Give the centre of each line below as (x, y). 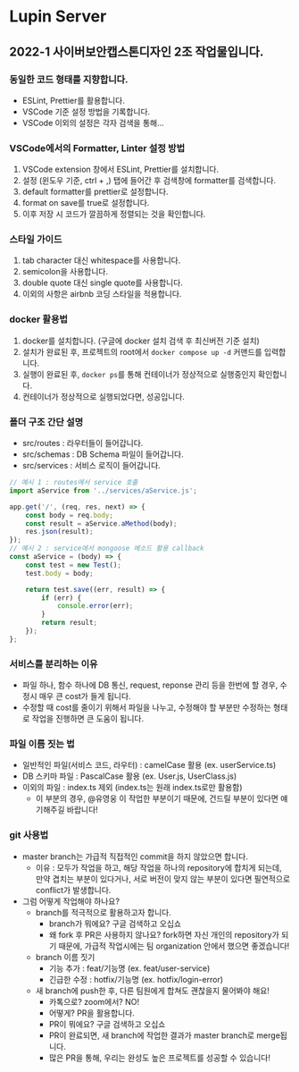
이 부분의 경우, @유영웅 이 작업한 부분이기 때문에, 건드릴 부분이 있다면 (157, 798)
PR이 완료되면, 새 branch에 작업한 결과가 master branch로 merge (165, 1035)
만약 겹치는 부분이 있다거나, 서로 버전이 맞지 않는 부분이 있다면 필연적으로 (163, 879)
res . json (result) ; (59, 532)
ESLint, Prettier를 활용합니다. (73, 100)
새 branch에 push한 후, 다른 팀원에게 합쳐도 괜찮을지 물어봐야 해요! (153, 991)
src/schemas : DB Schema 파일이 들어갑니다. (103, 454)
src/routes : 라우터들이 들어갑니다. (83, 443)
